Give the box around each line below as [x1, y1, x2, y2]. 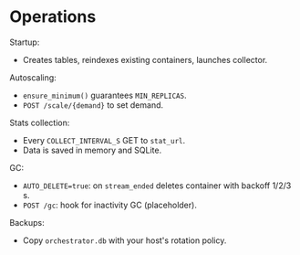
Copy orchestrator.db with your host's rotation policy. [22, 235, 227, 246]
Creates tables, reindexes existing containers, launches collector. [22, 54, 268, 65]
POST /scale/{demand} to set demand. [22, 99, 164, 111]
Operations [9, 6, 97, 27]
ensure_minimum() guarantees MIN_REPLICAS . [22, 90, 187, 101]
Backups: [9, 217, 45, 228]
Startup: [9, 37, 40, 48]
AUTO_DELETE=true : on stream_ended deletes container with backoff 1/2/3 [22, 180, 292, 191]
